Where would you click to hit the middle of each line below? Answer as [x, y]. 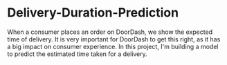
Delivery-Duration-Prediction [93, 13]
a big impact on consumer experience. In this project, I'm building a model [113, 46]
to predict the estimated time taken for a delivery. [77, 54]
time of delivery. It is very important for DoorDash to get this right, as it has [114, 39]
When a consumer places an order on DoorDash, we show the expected [110, 32]
